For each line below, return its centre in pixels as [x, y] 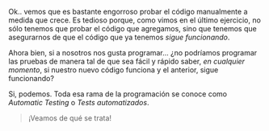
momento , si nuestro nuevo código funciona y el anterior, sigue [113, 70]
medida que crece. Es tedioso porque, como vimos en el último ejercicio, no [134, 20]
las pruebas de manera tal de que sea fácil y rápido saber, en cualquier [126, 61]
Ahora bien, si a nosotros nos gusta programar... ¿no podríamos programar [133, 53]
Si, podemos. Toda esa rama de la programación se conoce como [118, 94]
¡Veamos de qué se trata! [69, 118]
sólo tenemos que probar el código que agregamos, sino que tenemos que [132, 29]
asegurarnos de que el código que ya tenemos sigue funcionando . [119, 37]
